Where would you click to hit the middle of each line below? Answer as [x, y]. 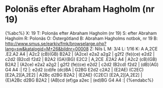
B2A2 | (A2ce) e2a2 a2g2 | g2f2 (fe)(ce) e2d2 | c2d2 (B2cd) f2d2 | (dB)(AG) [82, 64]
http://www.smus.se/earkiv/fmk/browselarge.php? [56, 43]
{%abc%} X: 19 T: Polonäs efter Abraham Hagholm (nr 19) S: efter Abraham [81, 33]
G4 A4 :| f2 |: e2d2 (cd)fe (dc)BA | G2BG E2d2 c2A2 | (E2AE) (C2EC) [74, 69]
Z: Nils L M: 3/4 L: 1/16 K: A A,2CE [124, 49]
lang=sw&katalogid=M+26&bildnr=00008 [47, 49]
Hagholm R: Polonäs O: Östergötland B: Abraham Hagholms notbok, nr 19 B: [81, 38]
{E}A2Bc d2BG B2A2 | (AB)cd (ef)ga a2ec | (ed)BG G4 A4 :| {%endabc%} [80, 80]
